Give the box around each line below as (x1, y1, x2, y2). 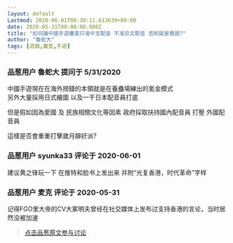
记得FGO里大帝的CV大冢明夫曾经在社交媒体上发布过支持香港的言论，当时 (7, 204, 220, 213)
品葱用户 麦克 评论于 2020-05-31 (7, 187, 120, 197)
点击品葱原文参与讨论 (24, 228, 86, 237)
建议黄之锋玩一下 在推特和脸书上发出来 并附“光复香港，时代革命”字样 (7, 168, 207, 176)
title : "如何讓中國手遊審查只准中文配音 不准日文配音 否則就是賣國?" (7, 29, 186, 37)
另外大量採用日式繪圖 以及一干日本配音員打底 (7, 93, 138, 102)
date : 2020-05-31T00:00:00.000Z (7, 23, 102, 30)
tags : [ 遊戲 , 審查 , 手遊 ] (7, 43, 71, 50)
